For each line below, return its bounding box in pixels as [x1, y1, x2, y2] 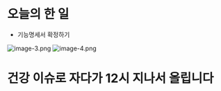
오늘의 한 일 [7, 6, 69, 22]
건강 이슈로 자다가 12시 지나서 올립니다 [7, 70, 214, 86]
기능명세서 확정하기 [17, 30, 70, 39]
